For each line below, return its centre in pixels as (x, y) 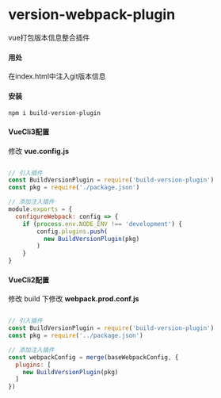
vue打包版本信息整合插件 (49, 37)
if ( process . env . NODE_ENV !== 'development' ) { (102, 224)
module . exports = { (40, 209)
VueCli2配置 (29, 280)
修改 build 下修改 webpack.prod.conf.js (74, 299)
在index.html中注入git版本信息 (57, 76)
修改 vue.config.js (39, 151)
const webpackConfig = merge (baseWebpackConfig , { (93, 357)
